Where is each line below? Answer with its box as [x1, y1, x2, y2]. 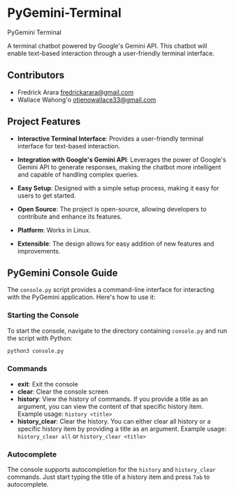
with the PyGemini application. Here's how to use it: [7, 293, 156, 302]
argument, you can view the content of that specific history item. [17, 402, 204, 410]
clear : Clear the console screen [17, 387, 109, 396]
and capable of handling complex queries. [17, 170, 139, 179]
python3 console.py [7, 347, 64, 354]
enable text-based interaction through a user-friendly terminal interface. [7, 49, 215, 57]
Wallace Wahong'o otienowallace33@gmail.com [17, 95, 156, 104]
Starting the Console [7, 310, 79, 320]
